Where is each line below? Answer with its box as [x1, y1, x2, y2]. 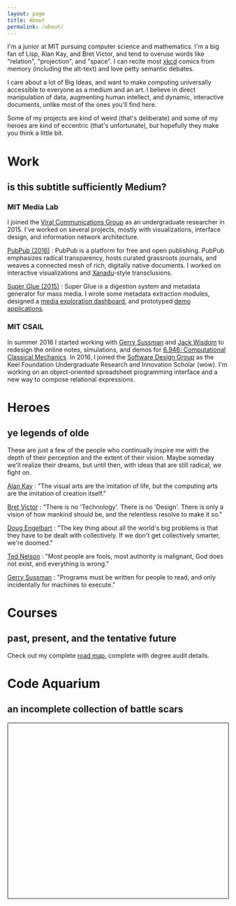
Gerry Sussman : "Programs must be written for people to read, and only [7, 573, 216, 581]
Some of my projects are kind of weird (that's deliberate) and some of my [7, 114, 219, 122]
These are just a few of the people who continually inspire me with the [7, 445, 209, 454]
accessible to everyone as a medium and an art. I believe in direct [7, 85, 196, 94]
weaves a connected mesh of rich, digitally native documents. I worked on [7, 261, 221, 270]
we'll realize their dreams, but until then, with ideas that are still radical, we [7, 461, 222, 469]
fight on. [7, 468, 31, 476]
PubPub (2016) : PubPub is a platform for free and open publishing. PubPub [7, 246, 225, 255]
